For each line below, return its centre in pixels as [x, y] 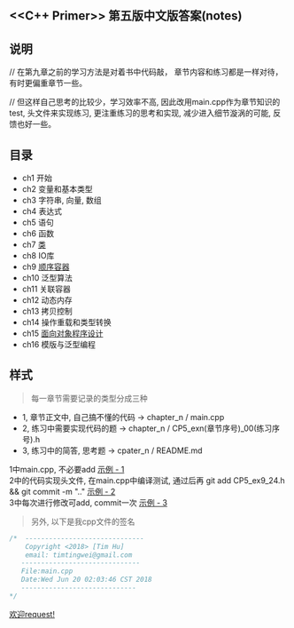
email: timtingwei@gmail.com [79, 555]
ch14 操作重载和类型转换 [67, 322]
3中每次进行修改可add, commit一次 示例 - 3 [89, 502]
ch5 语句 [38, 223]
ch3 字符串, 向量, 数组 [62, 200]
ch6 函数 [38, 234]
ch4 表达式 [42, 211]
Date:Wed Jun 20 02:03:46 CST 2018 [86, 580]
